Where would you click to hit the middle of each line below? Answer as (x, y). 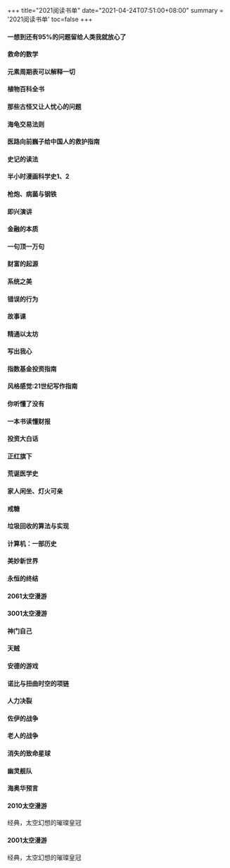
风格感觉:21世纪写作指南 (43, 386)
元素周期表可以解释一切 (41, 71)
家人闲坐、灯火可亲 (35, 491)
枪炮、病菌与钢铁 (32, 194)
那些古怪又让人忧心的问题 (44, 106)
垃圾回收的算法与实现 (38, 526)
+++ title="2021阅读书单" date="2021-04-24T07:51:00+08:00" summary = (115, 10)
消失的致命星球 (29, 753)
